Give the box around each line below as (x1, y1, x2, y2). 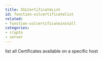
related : (5, 16, 23, 21)
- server (5, 35, 23, 40)
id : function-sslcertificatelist (5, 12, 74, 17)
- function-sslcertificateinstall (5, 21, 76, 26)
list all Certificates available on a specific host (5, 48, 98, 54)
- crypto (5, 30, 23, 35)
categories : (5, 26, 30, 30)
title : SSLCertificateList (5, 7, 61, 12)
